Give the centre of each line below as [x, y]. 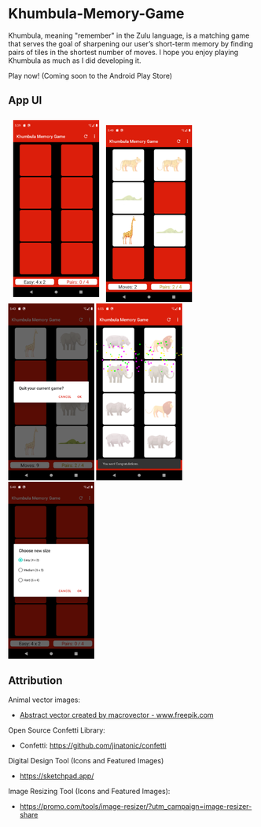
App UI [25, 100]
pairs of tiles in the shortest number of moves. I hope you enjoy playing [123, 52]
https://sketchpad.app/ [57, 776]
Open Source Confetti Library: [57, 730]
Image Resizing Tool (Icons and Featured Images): [89, 791]
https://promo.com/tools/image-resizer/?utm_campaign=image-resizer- [136, 806]
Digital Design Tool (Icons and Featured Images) [86, 760]
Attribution [35, 681]
